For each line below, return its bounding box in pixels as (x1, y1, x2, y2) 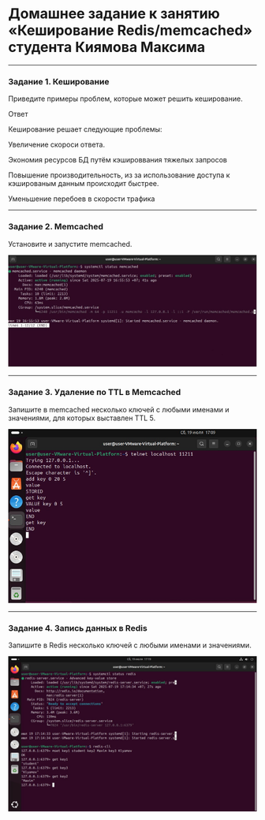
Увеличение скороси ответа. (8, 140, 105, 150)
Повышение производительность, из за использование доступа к (8, 170, 230, 180)
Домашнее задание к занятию (8, 5, 221, 23)
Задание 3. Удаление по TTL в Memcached (8, 387, 181, 398)
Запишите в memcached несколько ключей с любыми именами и (8, 404, 230, 414)
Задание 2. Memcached (8, 222, 104, 233)
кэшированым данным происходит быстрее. (8, 179, 159, 188)
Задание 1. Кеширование (8, 76, 110, 87)
